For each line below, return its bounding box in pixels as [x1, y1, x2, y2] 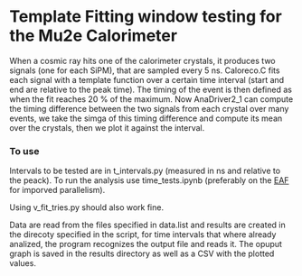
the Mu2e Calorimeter [9, 25, 178, 46]
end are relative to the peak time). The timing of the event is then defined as [9, 84, 292, 95]
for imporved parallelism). [9, 185, 106, 196]
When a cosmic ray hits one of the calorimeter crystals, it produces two [9, 55, 276, 66]
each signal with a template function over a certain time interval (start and [9, 74, 285, 85]
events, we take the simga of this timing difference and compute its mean [9, 113, 283, 124]
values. [9, 258, 36, 269]
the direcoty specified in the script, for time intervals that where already [9, 229, 277, 240]
